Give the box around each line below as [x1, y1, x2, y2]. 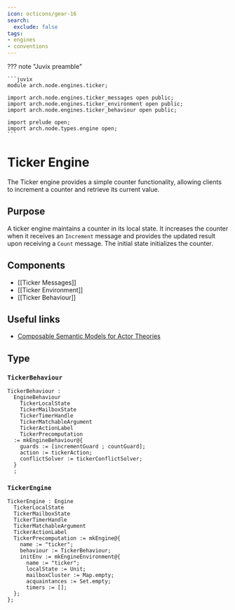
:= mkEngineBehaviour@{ [13, 437, 83, 444]
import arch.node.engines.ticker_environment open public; [7, 100, 184, 108]
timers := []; [25, 584, 68, 591]
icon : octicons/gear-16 [7, 10, 77, 18]
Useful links [7, 313, 61, 325]
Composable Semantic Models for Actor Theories [17, 332, 161, 341]
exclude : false [13, 23, 58, 30]
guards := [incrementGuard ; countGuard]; [20, 443, 146, 450]
